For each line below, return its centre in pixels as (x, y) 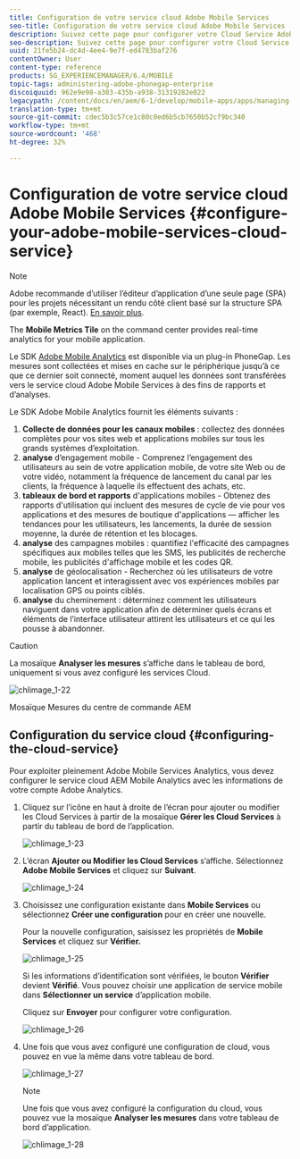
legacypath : (31, 101)
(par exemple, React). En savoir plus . (77, 312)
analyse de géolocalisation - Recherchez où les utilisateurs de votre (147, 571)
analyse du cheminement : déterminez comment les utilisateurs (139, 600)
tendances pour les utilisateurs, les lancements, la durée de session (147, 524)
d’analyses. (30, 394)
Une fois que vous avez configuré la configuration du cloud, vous (142, 1108)
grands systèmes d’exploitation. (81, 448)
